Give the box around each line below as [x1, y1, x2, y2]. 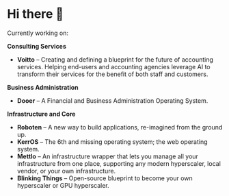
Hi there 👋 [7, 6, 64, 22]
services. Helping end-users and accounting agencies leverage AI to [16, 62, 211, 71]
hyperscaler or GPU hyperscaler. [16, 181, 109, 189]
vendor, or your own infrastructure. [16, 167, 116, 175]
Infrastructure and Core [7, 110, 76, 118]
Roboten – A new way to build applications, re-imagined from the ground [16, 123, 223, 131]
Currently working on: [7, 29, 68, 37]
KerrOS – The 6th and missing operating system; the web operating [16, 137, 208, 146]
